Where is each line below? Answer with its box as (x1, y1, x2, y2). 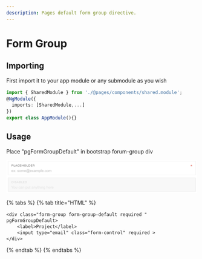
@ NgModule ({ (6, 96, 36, 102)
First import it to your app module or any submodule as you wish (6, 76, 168, 84)
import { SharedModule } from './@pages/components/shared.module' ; (6, 89, 183, 95)
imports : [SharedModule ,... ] (11, 102, 85, 109)
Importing (6, 61, 44, 71)
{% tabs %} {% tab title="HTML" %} (6, 199, 97, 206)
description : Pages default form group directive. (6, 10, 137, 16)
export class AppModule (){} (6, 115, 77, 121)
